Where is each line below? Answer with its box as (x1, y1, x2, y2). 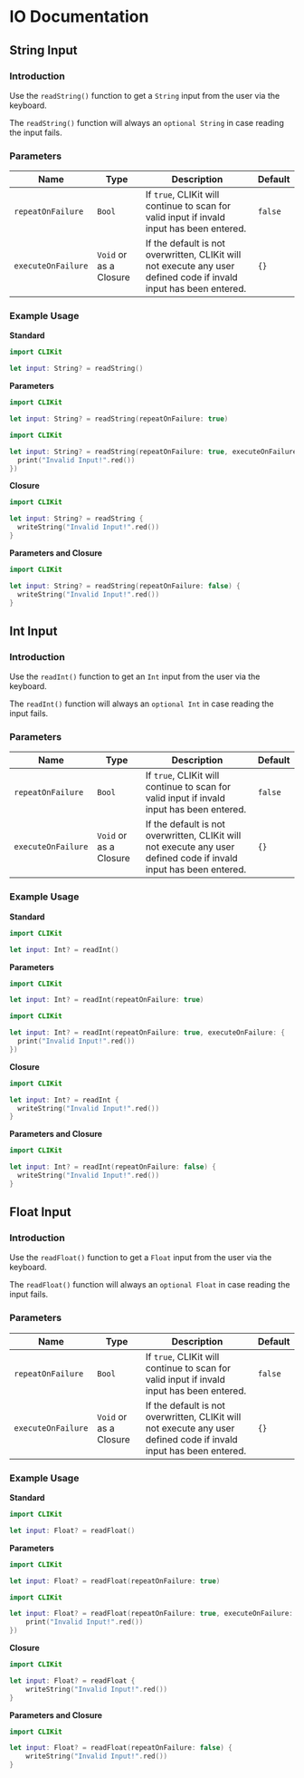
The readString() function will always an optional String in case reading (9, 117, 285, 128)
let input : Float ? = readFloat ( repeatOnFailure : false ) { (9, 1744, 233, 1753)
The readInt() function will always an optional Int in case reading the (9, 698, 274, 709)
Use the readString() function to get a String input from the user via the (9, 90, 280, 101)
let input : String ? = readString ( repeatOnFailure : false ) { (9, 581, 242, 590)
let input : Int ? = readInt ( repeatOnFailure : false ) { (9, 1162, 217, 1171)
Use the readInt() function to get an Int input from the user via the (9, 671, 261, 682)
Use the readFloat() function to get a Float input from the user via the (9, 1252, 272, 1263)
